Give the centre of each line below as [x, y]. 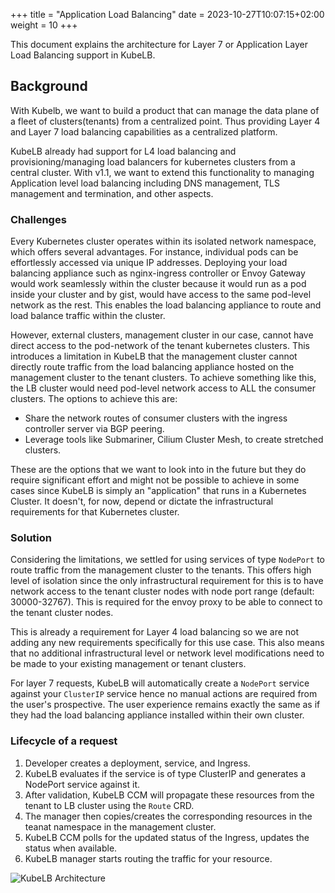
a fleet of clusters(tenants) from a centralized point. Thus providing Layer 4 [165, 121]
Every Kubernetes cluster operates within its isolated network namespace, [163, 241]
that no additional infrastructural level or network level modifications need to [167, 653]
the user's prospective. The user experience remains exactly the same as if [165, 705]
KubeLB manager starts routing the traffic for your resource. [148, 858]
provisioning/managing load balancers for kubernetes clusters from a [153, 161]
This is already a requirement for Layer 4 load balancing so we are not [155, 632]
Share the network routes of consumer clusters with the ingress [156, 418]
